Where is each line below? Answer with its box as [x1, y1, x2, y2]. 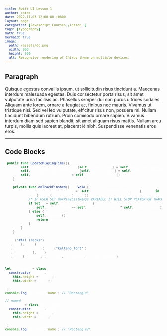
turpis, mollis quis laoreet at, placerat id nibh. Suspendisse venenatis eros [5, 123, 156, 129]
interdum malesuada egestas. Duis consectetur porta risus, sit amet [5, 91, 144, 97]
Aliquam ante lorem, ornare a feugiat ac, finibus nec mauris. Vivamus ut [5, 102, 152, 108]
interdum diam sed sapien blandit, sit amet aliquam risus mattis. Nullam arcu [5, 118, 161, 124]
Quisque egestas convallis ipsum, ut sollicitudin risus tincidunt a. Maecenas [5, 86, 160, 92]
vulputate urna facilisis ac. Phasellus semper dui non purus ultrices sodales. [5, 96, 161, 102]
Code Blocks [5, 148, 45, 156]
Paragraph [5, 73, 39, 81]
